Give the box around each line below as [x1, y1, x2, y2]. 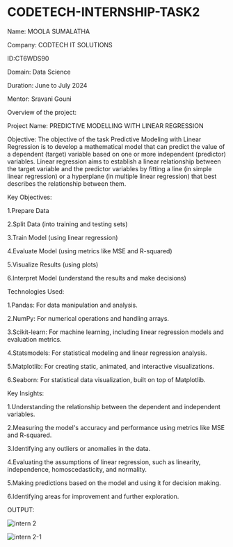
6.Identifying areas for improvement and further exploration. [7, 492, 179, 500]
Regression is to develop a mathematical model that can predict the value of [7, 142, 225, 150]
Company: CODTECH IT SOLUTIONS [7, 40, 113, 49]
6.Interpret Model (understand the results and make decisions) [7, 273, 186, 282]
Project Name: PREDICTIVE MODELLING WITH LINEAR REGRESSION [7, 121, 204, 129]
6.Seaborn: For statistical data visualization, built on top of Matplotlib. [7, 375, 206, 383]
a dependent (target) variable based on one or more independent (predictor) [7, 150, 226, 158]
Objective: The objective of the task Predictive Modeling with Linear [7, 135, 202, 143]
